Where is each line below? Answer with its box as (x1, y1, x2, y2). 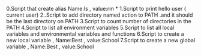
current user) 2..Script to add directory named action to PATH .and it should (6, 11, 193, 18)
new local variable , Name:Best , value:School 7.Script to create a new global (6, 37, 196, 43)
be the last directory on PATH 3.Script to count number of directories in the (6, 18, 192, 24)
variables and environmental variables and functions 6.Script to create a (6, 30, 184, 38)
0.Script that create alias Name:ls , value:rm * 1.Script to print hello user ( (6, 5, 187, 12)
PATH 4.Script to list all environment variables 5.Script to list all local (6, 24, 175, 31)
